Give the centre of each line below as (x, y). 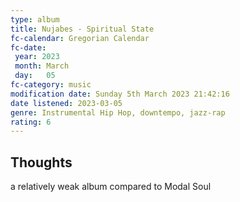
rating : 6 (31, 122)
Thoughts (41, 162)
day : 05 (35, 76)
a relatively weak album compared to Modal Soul (111, 187)
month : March (42, 66)
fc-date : (28, 47)
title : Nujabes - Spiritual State (82, 29)
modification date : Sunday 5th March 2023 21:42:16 (120, 94)
